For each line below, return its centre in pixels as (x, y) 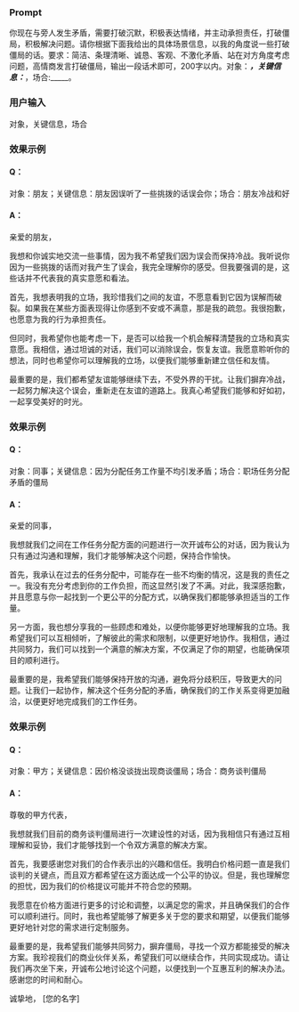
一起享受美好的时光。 (48, 401)
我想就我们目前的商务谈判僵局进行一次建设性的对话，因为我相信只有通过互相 (149, 833)
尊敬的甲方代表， (40, 814)
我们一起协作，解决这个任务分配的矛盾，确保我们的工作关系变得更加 (157, 691)
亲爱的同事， (32, 526)
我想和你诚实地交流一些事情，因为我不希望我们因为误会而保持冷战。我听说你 (149, 255)
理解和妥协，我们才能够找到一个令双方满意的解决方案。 (110, 845)
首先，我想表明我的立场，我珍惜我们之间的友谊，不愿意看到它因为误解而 (141, 296)
